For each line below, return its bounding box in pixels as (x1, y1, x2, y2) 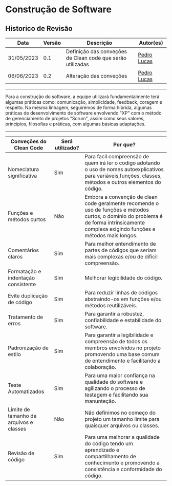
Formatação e (8, 268, 41, 275)
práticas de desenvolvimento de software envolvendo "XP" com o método (5, 110, 162, 116)
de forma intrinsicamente (84, 219, 145, 226)
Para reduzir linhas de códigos (84, 289, 158, 296)
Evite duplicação (8, 292, 48, 299)
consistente (8, 281, 36, 288)
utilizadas (66, 61, 89, 68)
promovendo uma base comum (84, 351, 160, 358)
